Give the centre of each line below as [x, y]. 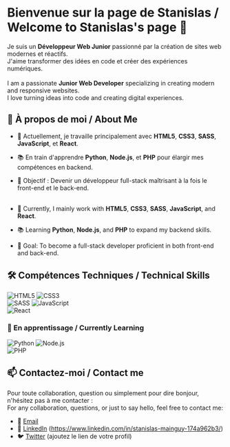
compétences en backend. [55, 167]
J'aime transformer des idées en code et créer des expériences [97, 61]
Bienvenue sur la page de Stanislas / [113, 13]
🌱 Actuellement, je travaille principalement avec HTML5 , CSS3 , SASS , [117, 136]
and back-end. [38, 252]
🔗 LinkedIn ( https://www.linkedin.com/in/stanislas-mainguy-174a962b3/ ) [120, 428]
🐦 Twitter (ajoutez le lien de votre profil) [74, 436]
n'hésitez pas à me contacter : [50, 400]
